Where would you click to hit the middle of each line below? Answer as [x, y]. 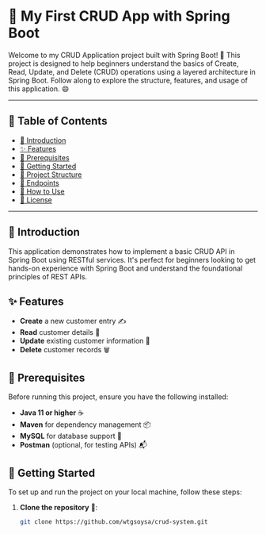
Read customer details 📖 [60, 332]
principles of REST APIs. [48, 276]
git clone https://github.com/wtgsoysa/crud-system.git [114, 522]
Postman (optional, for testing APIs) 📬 [84, 445]
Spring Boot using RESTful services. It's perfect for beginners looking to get [132, 259]
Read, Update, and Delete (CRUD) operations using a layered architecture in [132, 71]
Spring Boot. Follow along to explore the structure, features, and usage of [128, 80]
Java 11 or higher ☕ [52, 413]
